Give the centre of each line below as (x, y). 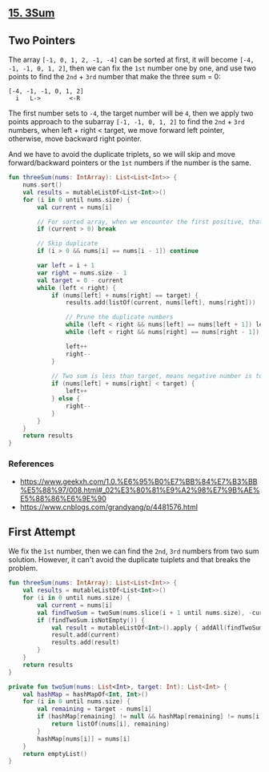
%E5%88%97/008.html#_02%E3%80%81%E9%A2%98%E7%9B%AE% (140, 490)
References (31, 464)
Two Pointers (42, 40)
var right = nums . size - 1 (82, 273)
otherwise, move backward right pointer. (75, 139)
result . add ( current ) (85, 635)
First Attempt (42, 532)
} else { (66, 399)
